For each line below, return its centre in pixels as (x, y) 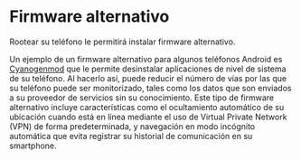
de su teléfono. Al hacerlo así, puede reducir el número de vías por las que (148, 78)
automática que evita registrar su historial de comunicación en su (131, 136)
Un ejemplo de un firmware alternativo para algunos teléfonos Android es (146, 59)
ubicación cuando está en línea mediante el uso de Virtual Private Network (148, 117)
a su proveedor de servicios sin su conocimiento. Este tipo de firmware (141, 98)
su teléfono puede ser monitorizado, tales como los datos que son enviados (150, 88)
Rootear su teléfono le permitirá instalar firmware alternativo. (122, 42)
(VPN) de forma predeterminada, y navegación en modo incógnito (132, 126)
